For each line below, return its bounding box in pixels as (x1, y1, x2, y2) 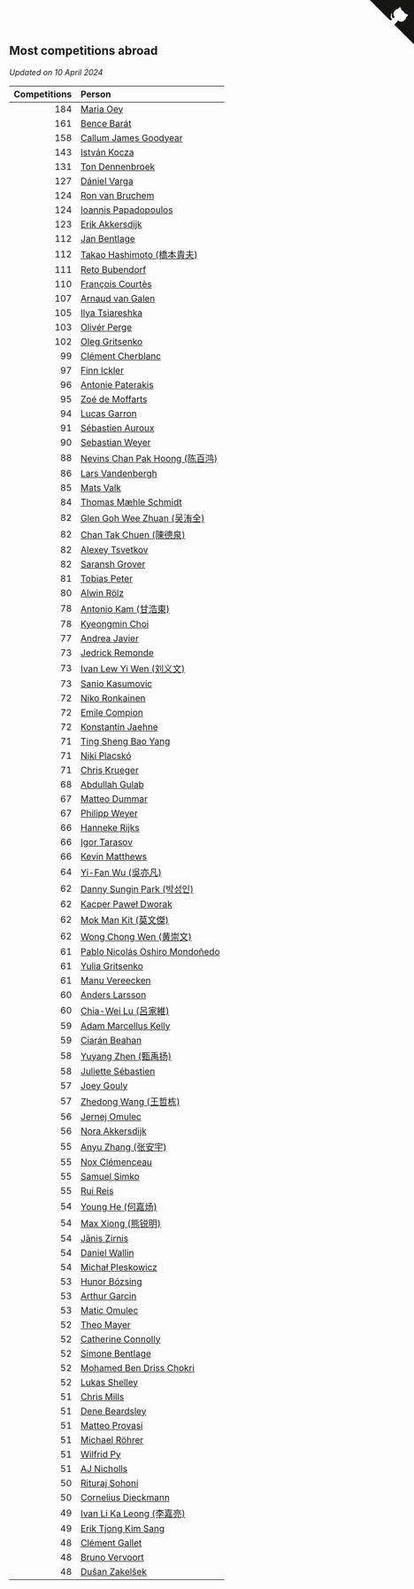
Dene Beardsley (80, 1405, 147, 1417)
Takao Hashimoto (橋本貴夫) (80, 248, 198, 260)
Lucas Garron (80, 407, 137, 420)
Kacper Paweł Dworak (80, 897, 172, 910)
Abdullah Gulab (80, 778, 144, 790)
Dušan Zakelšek (80, 1565, 148, 1577)
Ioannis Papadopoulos (80, 204, 173, 216)
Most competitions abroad (9, 43, 158, 58)
